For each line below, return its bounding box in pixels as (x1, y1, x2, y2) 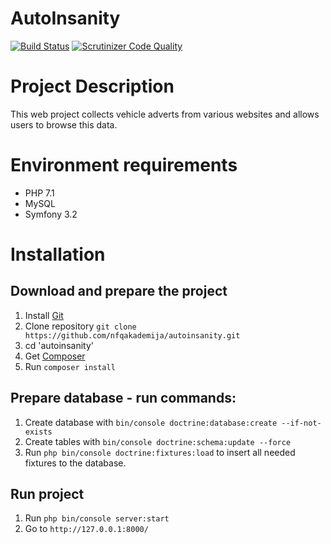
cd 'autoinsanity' (24, 339, 94, 351)
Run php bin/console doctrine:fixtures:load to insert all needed (24, 446, 296, 458)
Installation (10, 243, 106, 266)
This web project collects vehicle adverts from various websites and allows (10, 108, 320, 120)
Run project (10, 486, 85, 503)
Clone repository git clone (24, 320, 137, 332)
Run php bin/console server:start (24, 512, 170, 524)
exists (24, 427, 53, 437)
